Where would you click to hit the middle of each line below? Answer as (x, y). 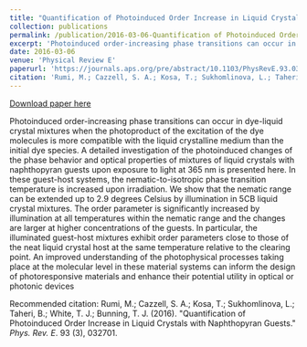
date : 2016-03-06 (42, 52)
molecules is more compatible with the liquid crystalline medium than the (147, 140)
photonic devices (42, 286)
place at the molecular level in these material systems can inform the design (153, 267)
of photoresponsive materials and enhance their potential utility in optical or (152, 276)
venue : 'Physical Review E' (63, 60)
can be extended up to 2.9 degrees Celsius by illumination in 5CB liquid (144, 198)
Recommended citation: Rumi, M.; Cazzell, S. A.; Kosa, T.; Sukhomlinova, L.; (152, 303)
